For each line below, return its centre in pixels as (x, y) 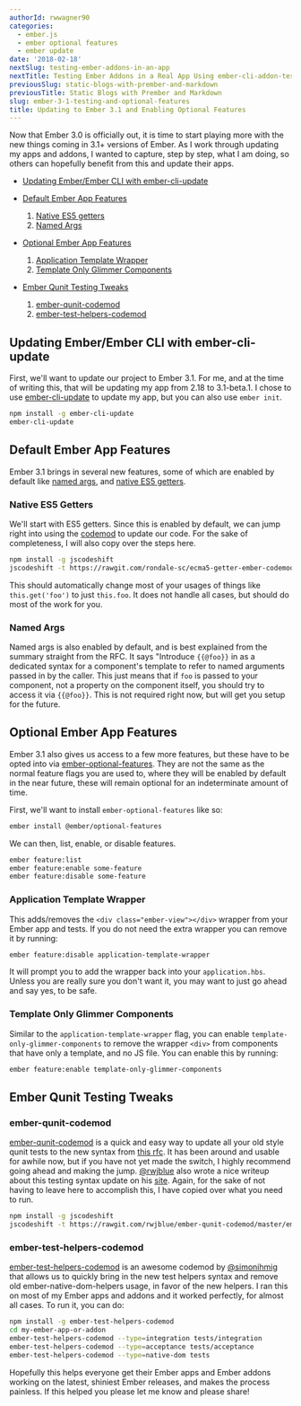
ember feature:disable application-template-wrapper (110, 955)
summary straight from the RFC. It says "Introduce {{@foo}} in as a (132, 656)
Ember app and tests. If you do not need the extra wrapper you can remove (148, 928)
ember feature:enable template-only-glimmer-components (116, 1069)
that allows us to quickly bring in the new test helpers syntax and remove (144, 1277)
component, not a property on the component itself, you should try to (137, 685)
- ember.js (38, 34)
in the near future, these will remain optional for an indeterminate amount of (149, 783)
